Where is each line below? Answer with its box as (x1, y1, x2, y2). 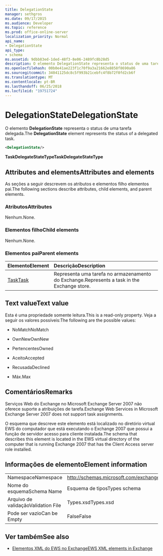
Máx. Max (12, 374, 31, 380)
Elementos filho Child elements (5, 226, 79, 233)
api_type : (5, 48, 25, 52)
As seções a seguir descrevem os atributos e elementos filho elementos (5, 181, 149, 187)
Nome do (7, 482, 29, 489)
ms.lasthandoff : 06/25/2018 (5, 84, 62, 89)
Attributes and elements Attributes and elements (5, 168, 154, 176)
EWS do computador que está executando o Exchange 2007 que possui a (5, 426, 153, 432)
